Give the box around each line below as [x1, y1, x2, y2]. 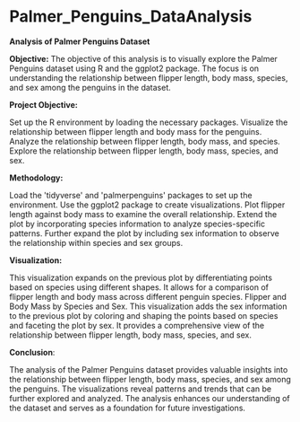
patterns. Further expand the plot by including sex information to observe [9, 227, 279, 239]
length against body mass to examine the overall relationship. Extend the [9, 208, 278, 219]
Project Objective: [9, 99, 78, 110]
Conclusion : [9, 347, 56, 357]
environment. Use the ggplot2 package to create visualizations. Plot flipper [9, 199, 286, 210]
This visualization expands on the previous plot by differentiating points [9, 272, 273, 283]
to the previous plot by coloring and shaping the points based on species [9, 310, 279, 321]
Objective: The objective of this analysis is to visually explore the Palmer [9, 53, 278, 64]
